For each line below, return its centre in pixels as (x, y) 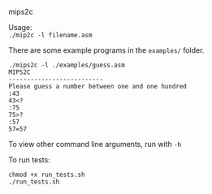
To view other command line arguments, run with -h (95, 144)
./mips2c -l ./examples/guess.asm (67, 65)
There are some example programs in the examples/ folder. (106, 50)
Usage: (20, 27)
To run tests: (29, 160)
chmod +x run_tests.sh (47, 175)
